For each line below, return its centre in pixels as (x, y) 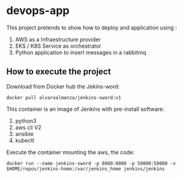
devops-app (38, 11)
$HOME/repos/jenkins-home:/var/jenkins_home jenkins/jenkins (86, 169)
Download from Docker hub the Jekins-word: (63, 86)
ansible (24, 134)
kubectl (25, 140)
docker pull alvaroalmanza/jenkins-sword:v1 (64, 98)
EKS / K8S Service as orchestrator (58, 46)
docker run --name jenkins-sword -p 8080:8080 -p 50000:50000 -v (91, 163)
